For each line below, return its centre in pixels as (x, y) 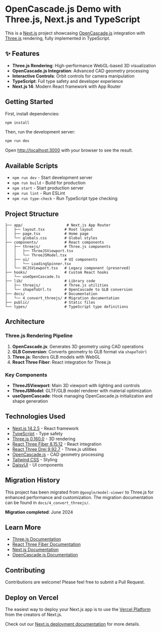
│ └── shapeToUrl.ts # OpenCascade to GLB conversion (69, 290)
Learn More (23, 527)
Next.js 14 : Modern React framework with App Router (67, 86)
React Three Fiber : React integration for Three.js (62, 362)
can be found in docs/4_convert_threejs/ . (47, 502)
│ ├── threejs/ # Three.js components (58, 246)
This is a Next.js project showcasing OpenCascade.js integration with (75, 33)
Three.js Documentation (37, 539)
